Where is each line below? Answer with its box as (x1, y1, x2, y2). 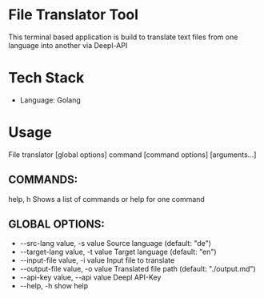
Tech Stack (8, 69, 85, 87)
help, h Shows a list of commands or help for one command (8, 194, 206, 203)
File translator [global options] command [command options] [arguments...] (8, 150, 257, 159)
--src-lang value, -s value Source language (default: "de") (19, 239, 212, 248)
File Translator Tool (8, 6, 138, 24)
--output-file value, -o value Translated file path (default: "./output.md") (19, 264, 256, 274)
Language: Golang (19, 95, 82, 105)
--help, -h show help (19, 281, 89, 291)
